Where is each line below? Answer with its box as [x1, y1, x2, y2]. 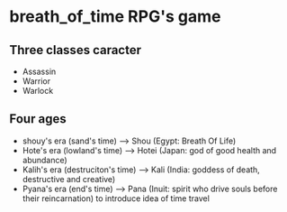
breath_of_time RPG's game [9, 6, 221, 27]
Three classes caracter [9, 42, 142, 58]
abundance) [22, 154, 67, 165]
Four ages [9, 111, 67, 127]
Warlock [22, 86, 54, 96]
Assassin [22, 66, 57, 77]
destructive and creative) [22, 173, 116, 184]
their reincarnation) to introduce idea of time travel [22, 192, 210, 204]
